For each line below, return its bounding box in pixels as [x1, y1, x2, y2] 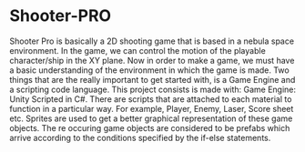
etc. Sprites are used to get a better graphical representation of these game [9, 113, 293, 124]
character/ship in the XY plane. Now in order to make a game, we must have [9, 55, 295, 66]
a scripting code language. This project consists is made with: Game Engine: [9, 84, 297, 95]
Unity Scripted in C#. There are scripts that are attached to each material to [9, 93, 292, 105]
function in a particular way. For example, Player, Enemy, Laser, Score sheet [9, 103, 294, 114]
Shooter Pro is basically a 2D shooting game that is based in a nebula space [9, 35, 294, 46]
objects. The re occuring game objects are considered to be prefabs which [9, 122, 290, 133]
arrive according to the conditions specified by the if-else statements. [9, 132, 271, 143]
